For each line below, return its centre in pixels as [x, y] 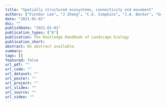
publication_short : [25, 42]
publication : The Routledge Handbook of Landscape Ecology [67, 37]
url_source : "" [21, 92]
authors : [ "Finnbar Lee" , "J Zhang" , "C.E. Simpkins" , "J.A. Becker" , [79, 14]
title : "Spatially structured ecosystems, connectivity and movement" [79, 10]
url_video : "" [20, 97]
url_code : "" [19, 70]
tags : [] [14, 55]
